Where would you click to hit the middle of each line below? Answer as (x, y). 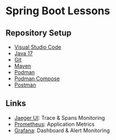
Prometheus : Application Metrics (54, 124)
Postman (25, 85)
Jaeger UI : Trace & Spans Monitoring (59, 117)
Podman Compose (37, 79)
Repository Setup (39, 33)
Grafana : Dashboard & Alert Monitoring (62, 130)
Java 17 (23, 53)
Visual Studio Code (38, 47)
